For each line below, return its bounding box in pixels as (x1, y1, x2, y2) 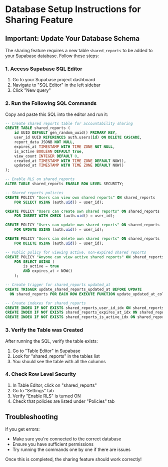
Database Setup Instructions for (5, 4, 141, 15)
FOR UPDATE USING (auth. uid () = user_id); (14, 227, 104, 232)
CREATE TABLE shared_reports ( (5, 125, 70, 131)
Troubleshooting (5, 413, 58, 421)
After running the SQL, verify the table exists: (5, 338, 98, 344)
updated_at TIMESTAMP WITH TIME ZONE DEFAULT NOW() (14, 163, 124, 168)
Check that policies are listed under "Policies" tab (12, 398, 115, 404)
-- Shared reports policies (5, 190, 64, 195)
